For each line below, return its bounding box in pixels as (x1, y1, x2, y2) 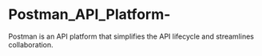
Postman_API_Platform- (8, 6, 171, 24)
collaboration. (8, 39, 54, 49)
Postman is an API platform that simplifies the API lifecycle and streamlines (8, 32, 254, 41)
